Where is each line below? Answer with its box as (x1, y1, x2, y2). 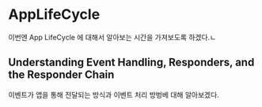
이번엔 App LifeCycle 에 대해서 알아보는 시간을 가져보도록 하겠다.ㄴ (8, 32, 217, 42)
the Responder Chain (8, 68, 115, 82)
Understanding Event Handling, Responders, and (8, 56, 255, 69)
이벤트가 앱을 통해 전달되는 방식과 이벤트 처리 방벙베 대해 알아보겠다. (8, 90, 219, 99)
